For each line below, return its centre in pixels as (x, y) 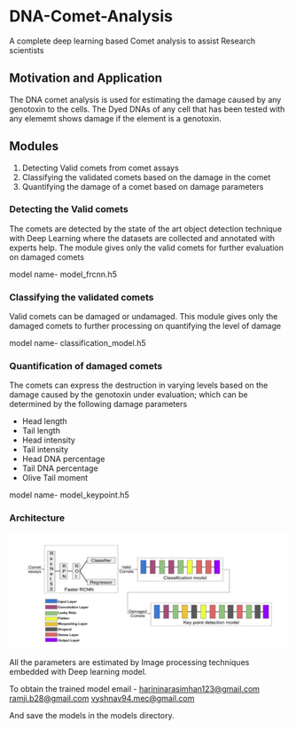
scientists (27, 50)
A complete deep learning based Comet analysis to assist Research (132, 41)
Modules (34, 147)
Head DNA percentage (63, 459)
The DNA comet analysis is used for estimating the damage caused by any (145, 99)
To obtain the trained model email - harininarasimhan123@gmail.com (134, 688)
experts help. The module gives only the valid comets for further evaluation (147, 247)
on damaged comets (47, 257)
